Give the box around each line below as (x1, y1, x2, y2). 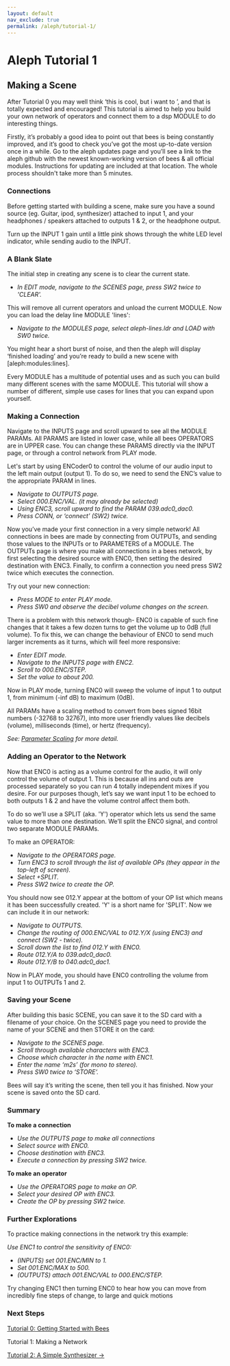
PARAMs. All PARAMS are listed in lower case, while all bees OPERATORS (7, 435, 214, 443)
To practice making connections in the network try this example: (7, 1230, 188, 1238)
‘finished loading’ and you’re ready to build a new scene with (7, 352, 179, 360)
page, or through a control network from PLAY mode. (7, 449, 157, 457)
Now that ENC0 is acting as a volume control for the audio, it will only (7, 767, 202, 775)
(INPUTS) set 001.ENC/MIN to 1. (16, 1256, 107, 1265)
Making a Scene (7, 80, 77, 91)
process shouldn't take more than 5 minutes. (7, 169, 133, 178)
